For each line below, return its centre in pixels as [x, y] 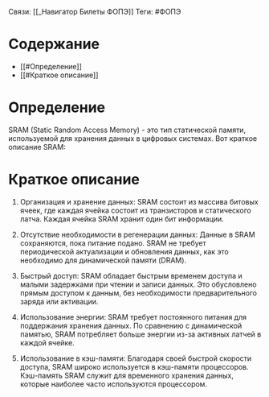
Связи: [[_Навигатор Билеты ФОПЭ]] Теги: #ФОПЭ [95, 12]
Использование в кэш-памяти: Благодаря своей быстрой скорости [136, 358]
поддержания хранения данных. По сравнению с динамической [131, 325]
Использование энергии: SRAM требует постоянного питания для [133, 316]
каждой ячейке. [47, 342]
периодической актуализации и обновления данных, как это [124, 251]
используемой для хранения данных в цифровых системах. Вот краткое [133, 138]
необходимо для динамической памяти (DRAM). [103, 260]
